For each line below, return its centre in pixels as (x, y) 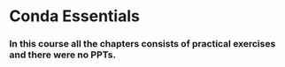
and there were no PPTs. (63, 55)
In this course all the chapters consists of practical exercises (142, 44)
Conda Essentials (74, 16)
